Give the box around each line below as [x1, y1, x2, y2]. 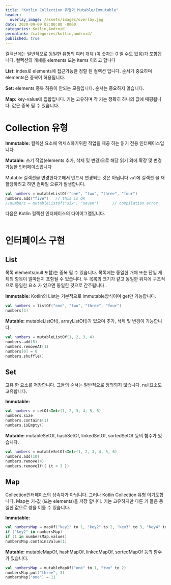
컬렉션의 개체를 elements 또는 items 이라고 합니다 [16, 57, 116, 63]
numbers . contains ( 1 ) [5, 418, 49, 423]
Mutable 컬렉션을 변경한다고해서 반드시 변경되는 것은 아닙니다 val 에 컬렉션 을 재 [5, 174, 165, 180]
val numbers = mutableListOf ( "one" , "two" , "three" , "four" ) [5, 191, 138, 196]
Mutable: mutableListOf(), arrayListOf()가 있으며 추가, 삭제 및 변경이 [5, 318, 145, 324]
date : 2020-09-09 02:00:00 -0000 [5, 21, 76, 27]
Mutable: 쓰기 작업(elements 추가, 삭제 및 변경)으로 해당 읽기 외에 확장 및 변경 [5, 157, 162, 163]
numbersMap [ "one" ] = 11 [5, 575, 56, 580]
